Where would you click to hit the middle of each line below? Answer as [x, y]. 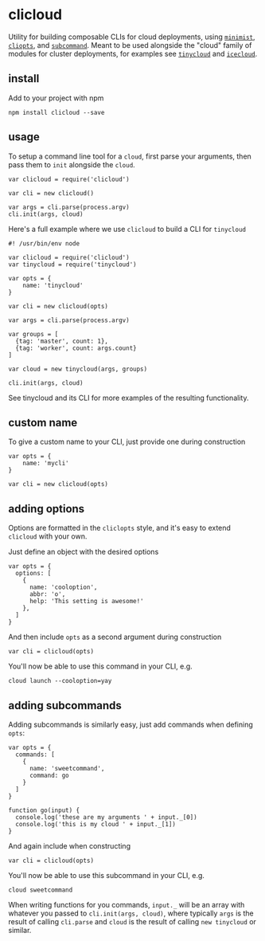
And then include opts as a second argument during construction [115, 637]
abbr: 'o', [47, 594]
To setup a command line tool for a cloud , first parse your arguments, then [130, 156]
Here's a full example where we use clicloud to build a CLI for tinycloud [127, 229]
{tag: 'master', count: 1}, [62, 341]
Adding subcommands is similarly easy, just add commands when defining [131, 724]
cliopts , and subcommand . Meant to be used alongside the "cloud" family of [130, 45]
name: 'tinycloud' [53, 285]
